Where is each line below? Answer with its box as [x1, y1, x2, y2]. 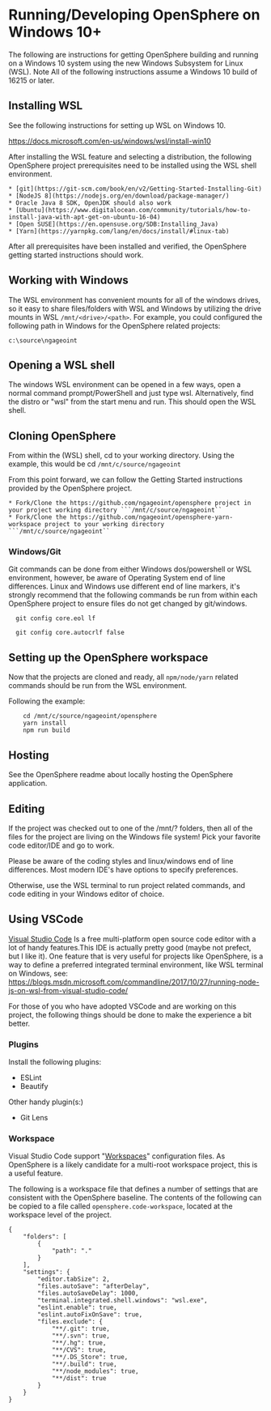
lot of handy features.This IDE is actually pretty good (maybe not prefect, [8, 942, 252, 952]
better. [8, 1018, 31, 1028]
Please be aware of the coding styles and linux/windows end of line [8, 856, 234, 865]
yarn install [23, 719, 67, 728]
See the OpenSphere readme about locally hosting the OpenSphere [8, 770, 233, 780]
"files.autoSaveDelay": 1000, [37, 1290, 139, 1298]
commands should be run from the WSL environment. [8, 681, 188, 691]
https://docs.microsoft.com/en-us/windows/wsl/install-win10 [8, 136, 212, 146]
